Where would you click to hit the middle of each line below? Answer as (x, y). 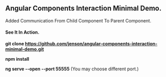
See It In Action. (22, 32)
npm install (17, 59)
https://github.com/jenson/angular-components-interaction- (91, 44)
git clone (15, 44)
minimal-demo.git (25, 49)
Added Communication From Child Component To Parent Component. (78, 20)
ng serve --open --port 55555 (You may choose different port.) (72, 69)
